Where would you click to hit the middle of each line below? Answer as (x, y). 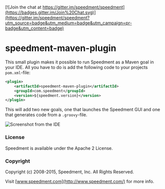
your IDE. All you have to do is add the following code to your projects (77, 67)
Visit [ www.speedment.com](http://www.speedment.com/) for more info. (80, 181)
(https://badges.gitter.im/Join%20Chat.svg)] (50, 12)
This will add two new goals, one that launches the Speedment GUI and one (83, 110)
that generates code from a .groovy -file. (46, 115)
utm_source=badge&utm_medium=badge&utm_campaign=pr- (69, 23)
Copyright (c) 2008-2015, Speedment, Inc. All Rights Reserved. (70, 172)
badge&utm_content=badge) (35, 28)
